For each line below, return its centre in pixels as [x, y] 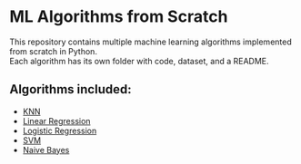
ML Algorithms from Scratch [119, 17]
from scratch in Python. [54, 51]
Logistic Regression [60, 130]
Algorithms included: [70, 89]
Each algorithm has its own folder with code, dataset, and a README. [140, 61]
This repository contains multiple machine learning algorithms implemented [151, 42]
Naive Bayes [46, 150]
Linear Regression [56, 121]
